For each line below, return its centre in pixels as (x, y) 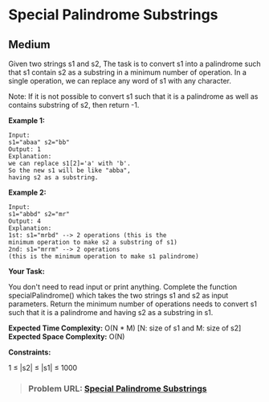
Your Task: (27, 271)
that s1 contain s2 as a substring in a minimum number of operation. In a (128, 72)
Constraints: (30, 352)
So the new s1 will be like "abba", (69, 170)
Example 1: (27, 121)
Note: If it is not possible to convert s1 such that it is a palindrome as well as (133, 96)
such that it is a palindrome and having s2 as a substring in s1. (111, 312)
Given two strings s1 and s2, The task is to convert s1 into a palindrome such (134, 64)
